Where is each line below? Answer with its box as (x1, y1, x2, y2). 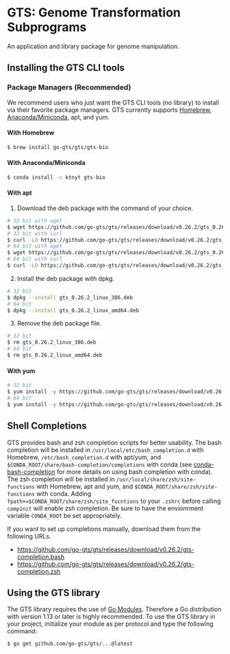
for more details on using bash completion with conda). (57, 467, 213, 475)
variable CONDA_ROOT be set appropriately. (7, 511, 122, 519)
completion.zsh (16, 567, 61, 575)
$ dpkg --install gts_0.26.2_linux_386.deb (7, 294, 133, 301)
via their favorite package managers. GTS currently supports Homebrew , (7, 105, 212, 114)
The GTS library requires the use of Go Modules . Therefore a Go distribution (7, 605, 222, 613)
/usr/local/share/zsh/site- (116, 476, 196, 483)
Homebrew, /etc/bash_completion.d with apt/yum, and (7, 453, 162, 461)
